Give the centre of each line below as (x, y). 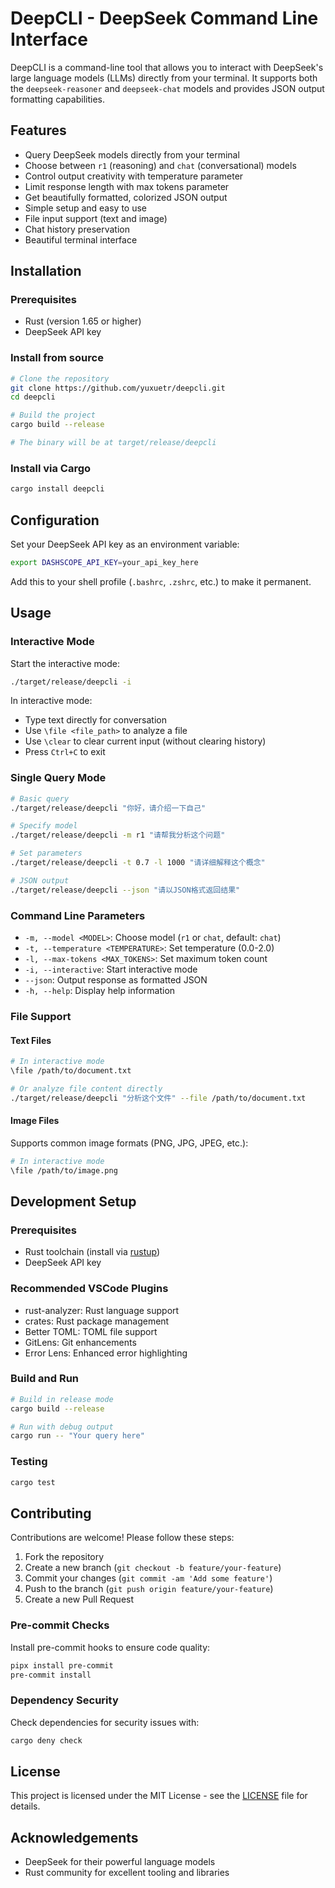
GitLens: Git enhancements (80, 1342)
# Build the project (53, 415)
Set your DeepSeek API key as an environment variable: (125, 544)
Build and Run (45, 1379)
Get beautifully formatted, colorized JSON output (126, 197)
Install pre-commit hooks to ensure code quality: (110, 1647)
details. (25, 1806)
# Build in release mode (62, 1399)
